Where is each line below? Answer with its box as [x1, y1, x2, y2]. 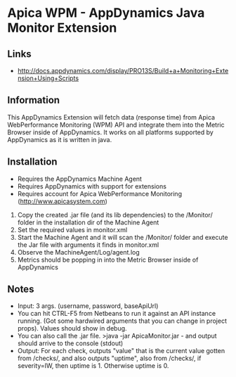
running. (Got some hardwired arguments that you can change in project [17, 317, 227, 325]
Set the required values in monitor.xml [17, 225, 128, 234]
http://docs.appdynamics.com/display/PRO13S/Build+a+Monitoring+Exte [17, 67, 229, 75]
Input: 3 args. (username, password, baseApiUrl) [17, 302, 159, 310]
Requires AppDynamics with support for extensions [17, 181, 167, 191]
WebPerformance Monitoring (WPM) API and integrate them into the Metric [7, 120, 225, 129]
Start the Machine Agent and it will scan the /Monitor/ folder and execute [17, 233, 228, 241]
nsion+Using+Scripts [17, 74, 79, 82]
